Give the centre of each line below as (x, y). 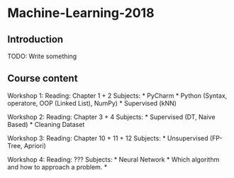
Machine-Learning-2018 (81, 13)
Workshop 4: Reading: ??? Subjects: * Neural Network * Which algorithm (113, 159)
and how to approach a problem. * (57, 167)
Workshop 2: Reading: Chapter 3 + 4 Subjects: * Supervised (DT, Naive (111, 117)
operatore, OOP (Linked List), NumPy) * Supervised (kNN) (92, 103)
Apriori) (35, 145)
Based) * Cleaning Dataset (46, 124)
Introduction (35, 39)
